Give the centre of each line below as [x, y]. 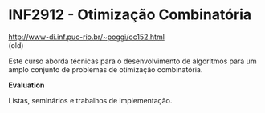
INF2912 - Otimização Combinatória [130, 15]
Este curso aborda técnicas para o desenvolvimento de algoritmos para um [132, 61]
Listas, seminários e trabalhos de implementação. [90, 100]
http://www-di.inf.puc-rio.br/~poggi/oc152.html [86, 37]
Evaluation [26, 85]
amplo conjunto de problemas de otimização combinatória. [106, 69]
